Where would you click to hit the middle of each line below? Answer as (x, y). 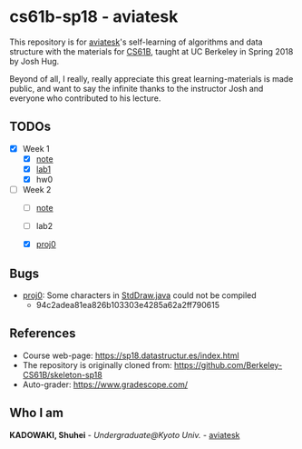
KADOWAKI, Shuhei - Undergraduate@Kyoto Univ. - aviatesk (125, 434)
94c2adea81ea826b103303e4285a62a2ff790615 (128, 305)
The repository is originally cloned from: (97, 364)
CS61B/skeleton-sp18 (62, 374)
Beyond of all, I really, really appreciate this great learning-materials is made (151, 78)
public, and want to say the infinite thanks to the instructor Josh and (136, 88)
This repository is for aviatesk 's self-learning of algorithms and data (136, 42)
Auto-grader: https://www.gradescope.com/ (105, 384)
